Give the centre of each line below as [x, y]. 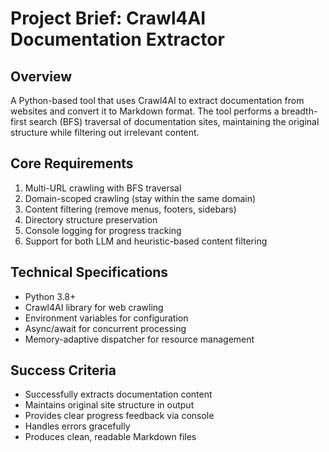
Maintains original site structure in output [109, 405]
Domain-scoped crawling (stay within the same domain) [140, 198]
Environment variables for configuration [106, 318]
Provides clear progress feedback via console [119, 416]
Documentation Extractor [117, 39]
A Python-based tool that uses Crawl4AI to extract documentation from [157, 100]
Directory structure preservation [91, 219]
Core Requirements [72, 163]
